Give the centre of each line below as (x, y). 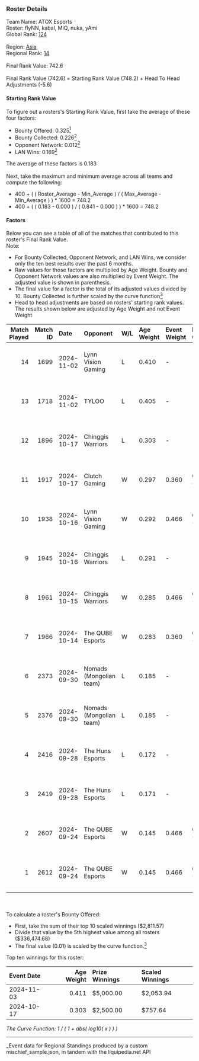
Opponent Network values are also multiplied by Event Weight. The (97, 276)
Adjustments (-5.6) (29, 85)
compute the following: (34, 183)
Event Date (25, 976)
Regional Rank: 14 (28, 53)
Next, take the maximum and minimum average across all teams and (89, 176)
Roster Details (27, 9)
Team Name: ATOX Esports (39, 22)
